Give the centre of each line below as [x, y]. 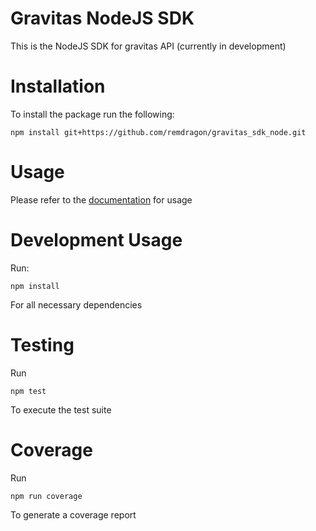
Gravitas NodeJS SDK [102, 18]
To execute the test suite [61, 409]
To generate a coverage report [73, 514]
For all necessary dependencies [76, 304]
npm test [28, 391]
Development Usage [96, 240]
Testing [42, 344]
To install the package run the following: [92, 114]
